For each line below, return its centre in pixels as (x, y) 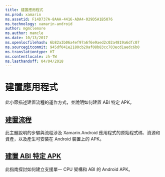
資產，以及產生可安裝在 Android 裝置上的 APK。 (54, 139)
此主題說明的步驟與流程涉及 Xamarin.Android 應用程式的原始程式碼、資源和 (83, 133)
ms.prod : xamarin (23, 15)
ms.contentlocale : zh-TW (31, 56)
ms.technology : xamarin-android (39, 24)
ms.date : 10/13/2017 (27, 38)
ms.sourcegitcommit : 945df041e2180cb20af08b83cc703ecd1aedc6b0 (72, 47)
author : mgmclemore (25, 29)
